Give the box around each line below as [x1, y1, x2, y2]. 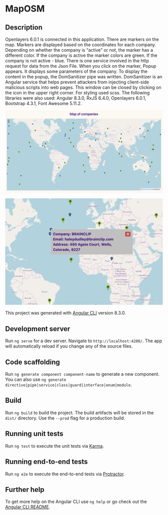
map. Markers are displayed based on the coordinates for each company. [5, 42, 156, 48]
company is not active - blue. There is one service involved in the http [5, 58, 149, 63]
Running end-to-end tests [5, 458, 88, 466]
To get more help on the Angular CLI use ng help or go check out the [5, 498, 147, 505]
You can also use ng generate [5, 376, 66, 382]
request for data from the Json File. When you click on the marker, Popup [5, 63, 156, 69]
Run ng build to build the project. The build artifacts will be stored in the [5, 409, 154, 416]
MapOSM [5, 3, 45, 15]
